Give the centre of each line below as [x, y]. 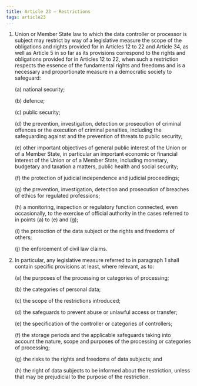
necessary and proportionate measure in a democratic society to [93, 71]
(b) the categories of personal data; [58, 289]
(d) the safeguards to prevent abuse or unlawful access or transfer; [96, 312]
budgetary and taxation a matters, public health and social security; [96, 166]
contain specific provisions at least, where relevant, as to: [84, 266]
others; [23, 237]
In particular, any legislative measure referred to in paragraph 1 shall [97, 260]
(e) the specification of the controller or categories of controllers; [94, 323]
